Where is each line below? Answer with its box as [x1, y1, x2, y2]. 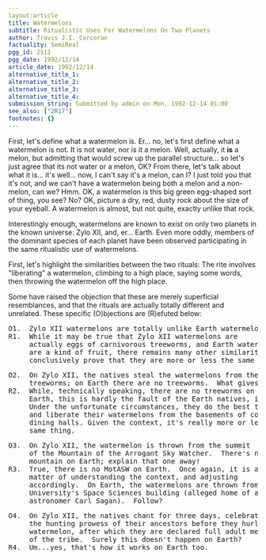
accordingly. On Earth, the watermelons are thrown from [28, 480, 259, 490]
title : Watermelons [8, 19, 73, 27]
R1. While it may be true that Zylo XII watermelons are [8, 332, 238, 341]
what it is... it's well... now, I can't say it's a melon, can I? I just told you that [8, 170, 252, 179]
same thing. [28, 425, 75, 435]
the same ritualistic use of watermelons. [8, 244, 139, 253]
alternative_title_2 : [8, 78, 80, 86]
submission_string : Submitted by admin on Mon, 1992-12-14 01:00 [8, 100, 228, 108]
